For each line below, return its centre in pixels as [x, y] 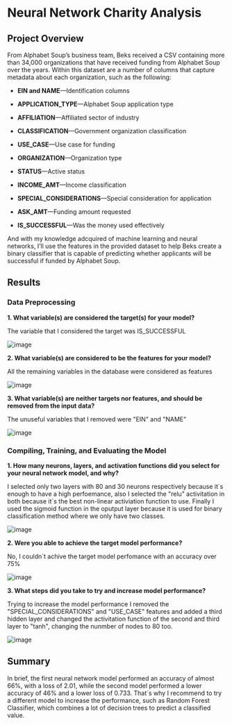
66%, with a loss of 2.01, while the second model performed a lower [105, 685]
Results [24, 283]
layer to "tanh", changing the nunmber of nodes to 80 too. [90, 626]
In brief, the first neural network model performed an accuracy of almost [111, 678]
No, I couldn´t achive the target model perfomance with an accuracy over [112, 556]
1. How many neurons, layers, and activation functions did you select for [114, 465]
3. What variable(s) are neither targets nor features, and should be [105, 398]
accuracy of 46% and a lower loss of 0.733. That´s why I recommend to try [115, 693]
